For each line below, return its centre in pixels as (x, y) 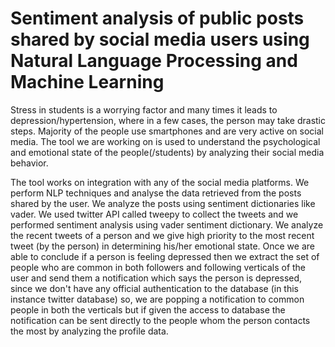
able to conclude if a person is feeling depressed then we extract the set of (165, 256)
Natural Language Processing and (154, 61)
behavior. (29, 163)
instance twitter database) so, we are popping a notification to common (157, 299)
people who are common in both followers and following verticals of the (158, 267)
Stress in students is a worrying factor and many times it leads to (144, 109)
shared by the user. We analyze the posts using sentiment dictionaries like (163, 203)
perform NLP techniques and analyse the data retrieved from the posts (156, 193)
